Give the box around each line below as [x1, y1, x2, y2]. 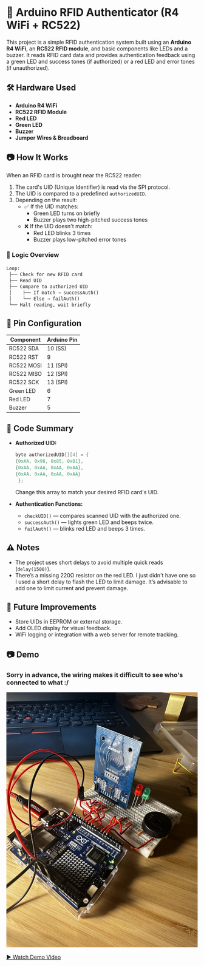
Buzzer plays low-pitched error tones [33, 236, 127, 243]
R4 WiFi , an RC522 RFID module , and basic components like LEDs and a [6, 45, 188, 52]
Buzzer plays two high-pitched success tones [33, 216, 148, 223]
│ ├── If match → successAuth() [8, 290, 99, 296]
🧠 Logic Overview [6, 251, 59, 259]
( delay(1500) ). [15, 565, 51, 573]
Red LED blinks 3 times [33, 229, 91, 236]
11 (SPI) [47, 361, 68, 369]
